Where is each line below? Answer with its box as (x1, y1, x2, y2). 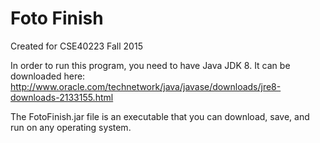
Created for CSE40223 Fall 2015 (10, 40, 143, 52)
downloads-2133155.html (10, 91, 114, 103)
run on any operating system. (10, 121, 132, 133)
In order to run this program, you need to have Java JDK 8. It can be (10, 59, 291, 71)
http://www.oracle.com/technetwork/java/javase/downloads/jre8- (10, 80, 282, 92)
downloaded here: (10, 70, 86, 82)
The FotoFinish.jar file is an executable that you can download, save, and (10, 110, 310, 122)
